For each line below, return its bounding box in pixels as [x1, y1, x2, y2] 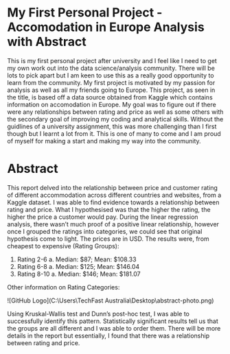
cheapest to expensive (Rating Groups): [7, 241, 119, 250]
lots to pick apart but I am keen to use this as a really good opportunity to [7, 71, 214, 80]
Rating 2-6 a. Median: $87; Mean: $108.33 [16, 255, 137, 263]
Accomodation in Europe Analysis [7, 19, 205, 35]
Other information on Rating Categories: [7, 283, 120, 291]
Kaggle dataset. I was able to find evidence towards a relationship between [7, 198, 220, 206]
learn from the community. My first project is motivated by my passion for [7, 78, 216, 86]
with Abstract [7, 34, 87, 49]
